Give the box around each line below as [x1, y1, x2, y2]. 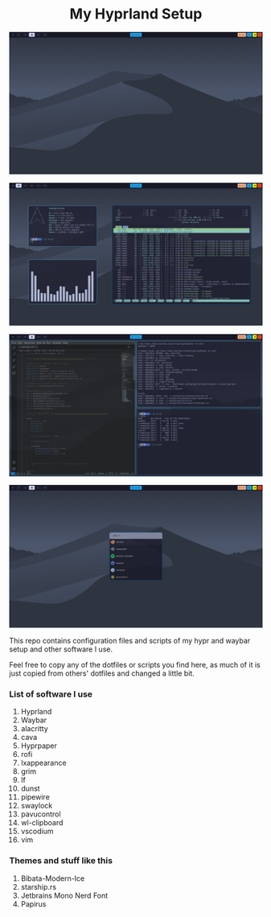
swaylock [20, 801, 53, 811]
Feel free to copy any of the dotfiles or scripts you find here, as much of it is [9, 660, 261, 669]
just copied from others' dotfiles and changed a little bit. [9, 668, 195, 678]
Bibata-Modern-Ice [20, 874, 85, 883]
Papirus [20, 898, 47, 909]
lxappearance [20, 758, 67, 768]
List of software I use [9, 689, 93, 700]
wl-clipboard [20, 818, 64, 828]
